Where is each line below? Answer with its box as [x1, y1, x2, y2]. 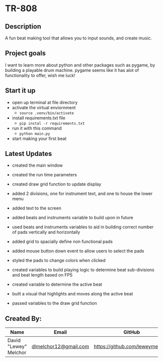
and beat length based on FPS [12, 272, 73, 278]
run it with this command [12, 125, 62, 131]
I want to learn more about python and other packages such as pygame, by [5, 62, 155, 68]
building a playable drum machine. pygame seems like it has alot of [5, 67, 139, 73]
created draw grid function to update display [12, 181, 101, 187]
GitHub [123, 329, 140, 336]
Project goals [5, 49, 46, 57]
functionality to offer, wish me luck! [5, 72, 75, 78]
